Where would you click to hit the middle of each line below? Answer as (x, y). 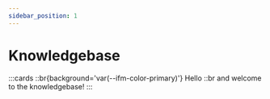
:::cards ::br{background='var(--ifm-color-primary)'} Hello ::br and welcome (135, 78)
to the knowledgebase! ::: (51, 86)
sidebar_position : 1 (43, 16)
